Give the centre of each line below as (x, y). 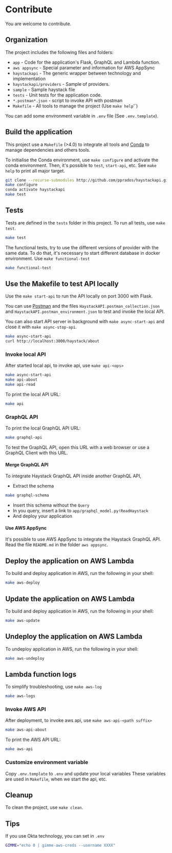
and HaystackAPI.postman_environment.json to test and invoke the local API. (85, 311)
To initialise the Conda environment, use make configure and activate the (82, 160)
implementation (29, 79)
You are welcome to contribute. (38, 24)
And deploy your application (42, 516)
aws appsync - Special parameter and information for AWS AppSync (84, 67)
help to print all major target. (35, 171)
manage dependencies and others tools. (48, 150)
